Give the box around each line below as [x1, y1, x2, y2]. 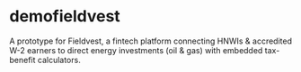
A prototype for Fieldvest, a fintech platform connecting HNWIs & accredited [9, 36, 292, 46]
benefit [9, 54, 36, 65]
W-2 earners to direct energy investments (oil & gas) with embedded [9, 44, 263, 55]
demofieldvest [9, 6, 121, 27]
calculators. [37, 54, 81, 65]
